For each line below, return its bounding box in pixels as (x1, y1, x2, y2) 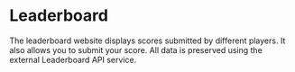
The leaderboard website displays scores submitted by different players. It (9, 35, 286, 46)
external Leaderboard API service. (9, 54, 137, 65)
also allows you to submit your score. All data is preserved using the (9, 44, 263, 55)
